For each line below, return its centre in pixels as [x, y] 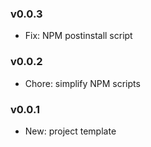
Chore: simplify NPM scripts [82, 83]
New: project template [70, 131]
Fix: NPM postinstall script [78, 36]
